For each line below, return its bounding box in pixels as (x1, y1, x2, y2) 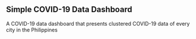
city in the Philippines (6, 26, 58, 33)
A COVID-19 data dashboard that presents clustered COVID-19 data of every (6, 20, 190, 27)
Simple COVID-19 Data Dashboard (6, 5, 133, 15)
